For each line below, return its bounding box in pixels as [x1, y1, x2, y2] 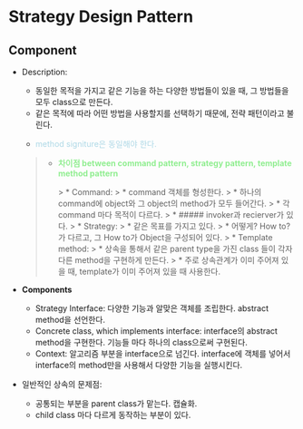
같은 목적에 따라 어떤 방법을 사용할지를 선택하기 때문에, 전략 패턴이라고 [34, 108, 285, 119]
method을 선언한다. [34, 315, 106, 325]
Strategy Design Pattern [8, 6, 194, 27]
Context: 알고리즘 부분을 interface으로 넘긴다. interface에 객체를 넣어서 [34, 348, 291, 359]
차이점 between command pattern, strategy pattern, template [57, 158, 292, 169]
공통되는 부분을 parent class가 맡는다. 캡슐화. [34, 398, 198, 409]
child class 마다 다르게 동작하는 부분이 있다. [34, 410, 191, 420]
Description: [21, 66, 68, 77]
